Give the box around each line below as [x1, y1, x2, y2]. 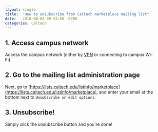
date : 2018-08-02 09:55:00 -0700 [5, 16, 78, 21]
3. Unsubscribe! [5, 108, 55, 117]
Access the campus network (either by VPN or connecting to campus [5, 52, 145, 57]
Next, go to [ [5, 84, 30, 90]
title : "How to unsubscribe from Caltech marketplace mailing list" [5, 12, 150, 17]
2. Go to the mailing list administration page [5, 71, 140, 79]
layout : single [5, 7, 36, 12]
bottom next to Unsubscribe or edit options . [5, 94, 96, 100]
